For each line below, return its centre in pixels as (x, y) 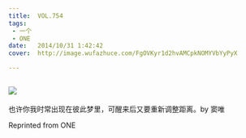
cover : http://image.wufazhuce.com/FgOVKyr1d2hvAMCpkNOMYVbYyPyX (123, 53)
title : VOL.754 (36, 16)
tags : (17, 23)
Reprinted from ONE (42, 125)
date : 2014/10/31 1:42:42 (56, 46)
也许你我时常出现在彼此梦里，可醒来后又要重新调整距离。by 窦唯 (117, 109)
